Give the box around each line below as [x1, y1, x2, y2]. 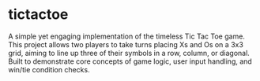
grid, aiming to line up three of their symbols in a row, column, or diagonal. [8, 48, 251, 57]
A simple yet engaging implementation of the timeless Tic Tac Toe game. [8, 31, 245, 41]
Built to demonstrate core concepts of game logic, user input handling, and [8, 57, 253, 66]
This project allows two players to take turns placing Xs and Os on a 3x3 [8, 39, 243, 49]
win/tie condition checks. [8, 64, 90, 74]
